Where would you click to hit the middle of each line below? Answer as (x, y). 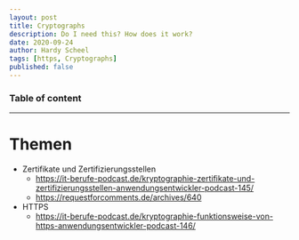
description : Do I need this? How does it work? (101, 34)
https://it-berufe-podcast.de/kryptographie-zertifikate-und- (145, 179)
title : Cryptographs (48, 26)
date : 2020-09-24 (41, 42)
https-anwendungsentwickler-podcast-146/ (115, 226)
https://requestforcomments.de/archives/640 (118, 197)
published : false (41, 68)
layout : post (33, 17)
